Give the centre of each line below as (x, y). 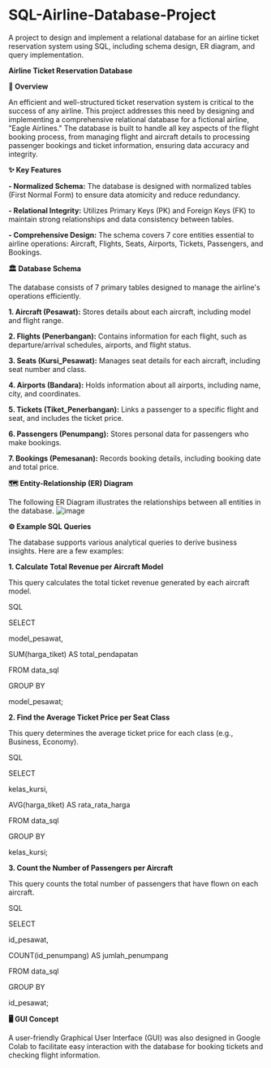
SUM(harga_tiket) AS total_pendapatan (73, 654)
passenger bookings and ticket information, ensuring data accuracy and (129, 145)
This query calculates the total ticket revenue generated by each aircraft (129, 582)
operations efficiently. (45, 295)
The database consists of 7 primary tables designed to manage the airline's (135, 287)
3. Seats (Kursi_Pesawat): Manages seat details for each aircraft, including (135, 361)
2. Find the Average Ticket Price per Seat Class (89, 717)
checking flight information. (54, 1055)
